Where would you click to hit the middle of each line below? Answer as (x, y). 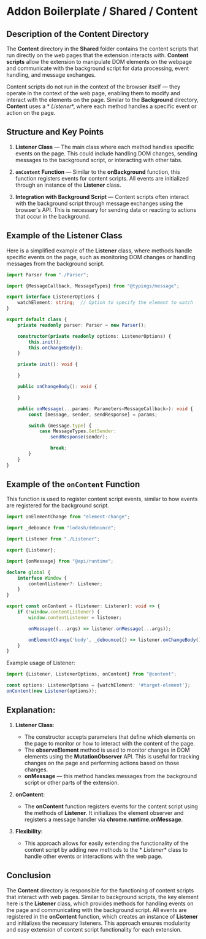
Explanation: (31, 710)
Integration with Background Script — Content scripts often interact (102, 197)
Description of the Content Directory (78, 34)
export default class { (37, 319)
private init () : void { (48, 364)
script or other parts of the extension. (72, 782)
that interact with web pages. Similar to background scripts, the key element (103, 897)
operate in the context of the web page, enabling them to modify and (93, 93)
